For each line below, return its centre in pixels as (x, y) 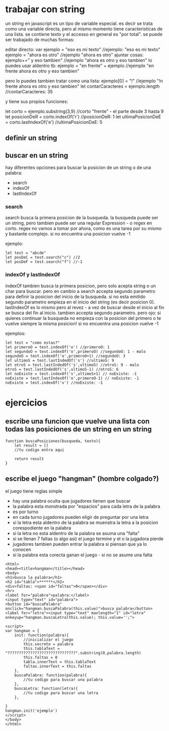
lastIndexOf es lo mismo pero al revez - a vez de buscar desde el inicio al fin (85, 307)
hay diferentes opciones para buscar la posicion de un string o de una (78, 168)
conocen (22, 549)
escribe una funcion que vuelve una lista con (77, 422)
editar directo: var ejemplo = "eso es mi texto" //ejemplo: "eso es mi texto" (83, 49)
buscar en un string (37, 155)
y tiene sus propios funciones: (37, 101)
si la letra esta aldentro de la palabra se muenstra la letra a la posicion (85, 522)
